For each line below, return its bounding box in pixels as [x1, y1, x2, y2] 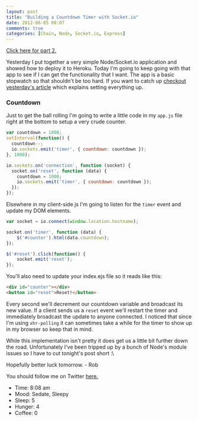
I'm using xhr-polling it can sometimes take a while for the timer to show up [6, 319, 192, 326]
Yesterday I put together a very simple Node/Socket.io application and [6, 59, 177, 66]
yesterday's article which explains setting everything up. [6, 84, 144, 91]
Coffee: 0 [14, 409, 38, 416]
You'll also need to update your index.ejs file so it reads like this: [6, 273, 163, 280]
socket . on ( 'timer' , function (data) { [6, 229, 102, 235]
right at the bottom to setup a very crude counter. [6, 118, 126, 125]
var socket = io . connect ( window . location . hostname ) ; [6, 219, 139, 225]
